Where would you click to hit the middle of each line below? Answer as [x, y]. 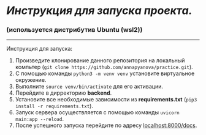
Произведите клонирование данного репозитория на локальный [100, 60]
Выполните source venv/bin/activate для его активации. [89, 87]
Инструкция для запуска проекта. [99, 11]
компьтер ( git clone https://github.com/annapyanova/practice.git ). [104, 67]
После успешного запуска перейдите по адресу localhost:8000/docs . [106, 125]
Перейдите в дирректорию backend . [63, 93]
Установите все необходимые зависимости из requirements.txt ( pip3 [106, 100]
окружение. [31, 80]
